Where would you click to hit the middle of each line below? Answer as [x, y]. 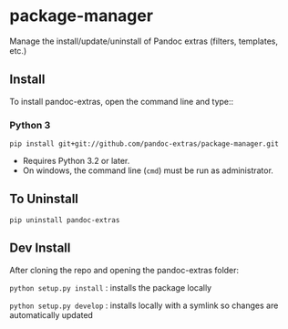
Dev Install [40, 248]
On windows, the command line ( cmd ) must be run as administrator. [148, 170]
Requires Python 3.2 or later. [76, 161]
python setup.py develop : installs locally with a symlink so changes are [144, 305]
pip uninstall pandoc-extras [65, 220]
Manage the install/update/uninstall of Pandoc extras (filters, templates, [144, 41]
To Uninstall [44, 199]
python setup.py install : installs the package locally [111, 287]
